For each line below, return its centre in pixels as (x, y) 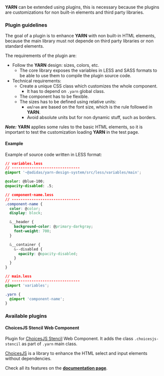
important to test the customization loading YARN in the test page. (72, 132)
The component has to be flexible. (54, 97)
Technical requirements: (37, 81)
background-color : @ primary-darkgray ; (54, 227)
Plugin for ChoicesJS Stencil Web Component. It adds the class (69, 339)
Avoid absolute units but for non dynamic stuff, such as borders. (92, 117)
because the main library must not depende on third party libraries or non (79, 41)
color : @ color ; (25, 208)
